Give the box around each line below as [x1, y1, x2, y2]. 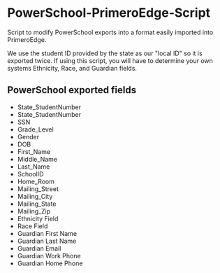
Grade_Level [17, 125, 54, 134]
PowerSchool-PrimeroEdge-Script [7, 5, 211, 21]
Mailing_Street [17, 184, 59, 193]
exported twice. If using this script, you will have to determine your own [7, 56, 213, 64]
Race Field [17, 222, 48, 230]
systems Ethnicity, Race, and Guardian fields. [7, 64, 138, 72]
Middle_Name [17, 155, 58, 163]
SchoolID [17, 169, 44, 178]
